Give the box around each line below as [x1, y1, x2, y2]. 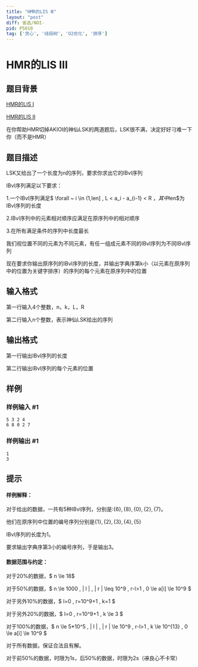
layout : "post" [6, 14, 44, 20]
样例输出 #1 [6, 437, 39, 445]
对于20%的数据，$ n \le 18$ [6, 572, 76, 580]
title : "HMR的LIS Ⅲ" [6, 8, 56, 15]
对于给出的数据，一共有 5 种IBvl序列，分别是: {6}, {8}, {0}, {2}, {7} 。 [6, 506, 166, 513]
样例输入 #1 [6, 402, 39, 411]
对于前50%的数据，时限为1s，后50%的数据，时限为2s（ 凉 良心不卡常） [6, 655, 181, 662]
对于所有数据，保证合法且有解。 [6, 642, 84, 649]
